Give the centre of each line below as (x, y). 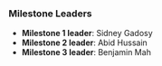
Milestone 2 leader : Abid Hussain (85, 42)
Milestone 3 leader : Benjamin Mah (86, 52)
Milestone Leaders (50, 14)
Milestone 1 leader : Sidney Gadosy (87, 33)
